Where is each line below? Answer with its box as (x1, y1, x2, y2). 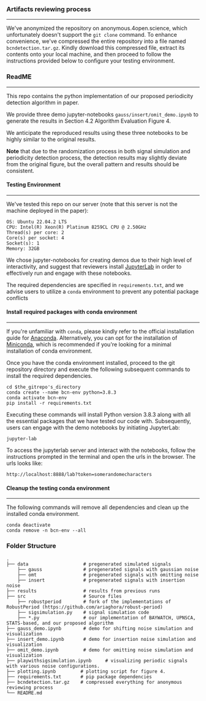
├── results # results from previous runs (6, 588, 161, 594)
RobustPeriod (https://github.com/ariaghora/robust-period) (6, 603, 164, 610)
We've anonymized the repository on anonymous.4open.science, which (6, 25, 188, 32)
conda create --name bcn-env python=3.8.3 (6, 389, 116, 396)
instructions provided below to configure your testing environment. (6, 57, 175, 64)
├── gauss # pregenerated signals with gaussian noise (17, 566, 199, 572)
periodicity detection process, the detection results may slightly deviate (6, 154, 187, 161)
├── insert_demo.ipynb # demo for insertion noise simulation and (6, 636, 196, 642)
